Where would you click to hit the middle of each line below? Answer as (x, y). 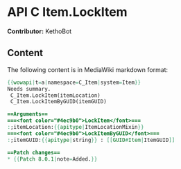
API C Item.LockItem (67, 12)
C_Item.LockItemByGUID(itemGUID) (59, 102)
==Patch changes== (34, 152)
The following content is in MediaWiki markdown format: (88, 69)
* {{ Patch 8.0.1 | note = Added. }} (52, 159)
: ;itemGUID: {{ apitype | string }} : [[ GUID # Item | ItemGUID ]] (91, 140)
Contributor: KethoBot (40, 31)
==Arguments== (28, 114)
